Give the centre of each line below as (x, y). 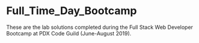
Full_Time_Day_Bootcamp (72, 11)
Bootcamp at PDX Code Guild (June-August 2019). (69, 33)
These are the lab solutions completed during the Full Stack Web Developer (100, 27)
